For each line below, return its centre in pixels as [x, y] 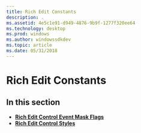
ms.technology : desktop [36, 28]
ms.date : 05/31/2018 [32, 51]
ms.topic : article [29, 46]
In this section [33, 102]
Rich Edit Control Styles [45, 123]
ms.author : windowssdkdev [38, 40]
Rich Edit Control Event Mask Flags [59, 117]
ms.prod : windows [28, 34]
